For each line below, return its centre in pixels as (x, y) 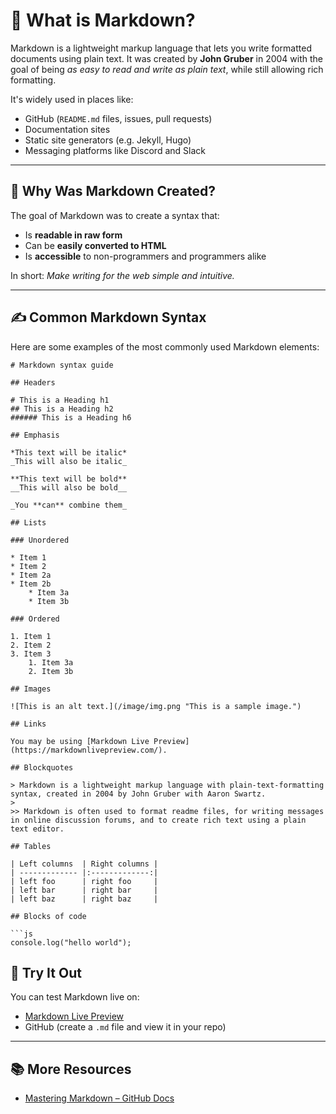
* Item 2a (31, 575)
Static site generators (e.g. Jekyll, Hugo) (108, 140)
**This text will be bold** (69, 479)
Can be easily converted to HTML (95, 245)
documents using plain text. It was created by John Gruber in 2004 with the (166, 58)
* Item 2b (31, 584)
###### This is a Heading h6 (71, 417)
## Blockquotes (42, 767)
